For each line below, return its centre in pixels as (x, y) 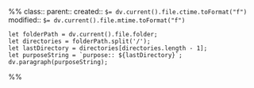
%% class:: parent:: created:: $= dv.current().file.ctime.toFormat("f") (128, 11)
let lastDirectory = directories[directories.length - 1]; (108, 48)
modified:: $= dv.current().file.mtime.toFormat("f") (97, 20)
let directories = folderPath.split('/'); (79, 41)
